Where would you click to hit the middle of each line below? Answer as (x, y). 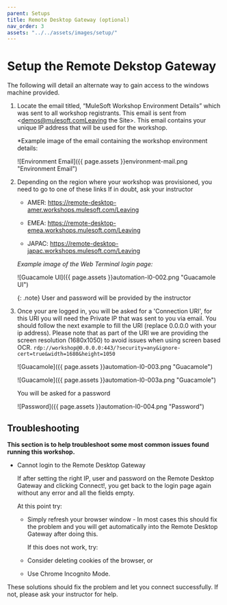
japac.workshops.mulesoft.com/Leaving (84, 251)
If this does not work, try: (63, 547)
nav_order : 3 (26, 26)
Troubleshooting (43, 428)
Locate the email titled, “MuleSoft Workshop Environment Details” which (119, 106)
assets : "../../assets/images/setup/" (62, 33)
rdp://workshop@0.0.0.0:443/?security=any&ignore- (107, 348)
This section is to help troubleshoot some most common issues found (108, 445)
